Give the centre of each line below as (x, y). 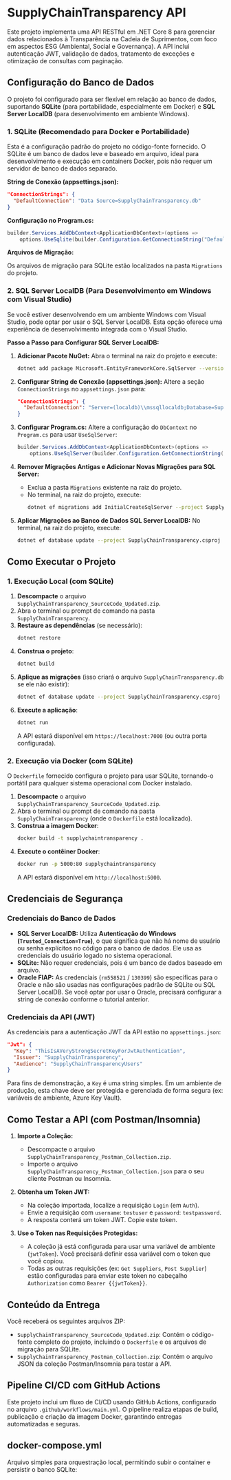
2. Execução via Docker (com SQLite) (70, 761)
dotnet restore (39, 638)
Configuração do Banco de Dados (81, 83)
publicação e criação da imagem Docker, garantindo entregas (95, 1416)
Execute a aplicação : (47, 710)
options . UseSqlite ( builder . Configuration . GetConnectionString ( (112, 239)
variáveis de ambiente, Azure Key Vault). (65, 1098)
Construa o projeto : (45, 651)
